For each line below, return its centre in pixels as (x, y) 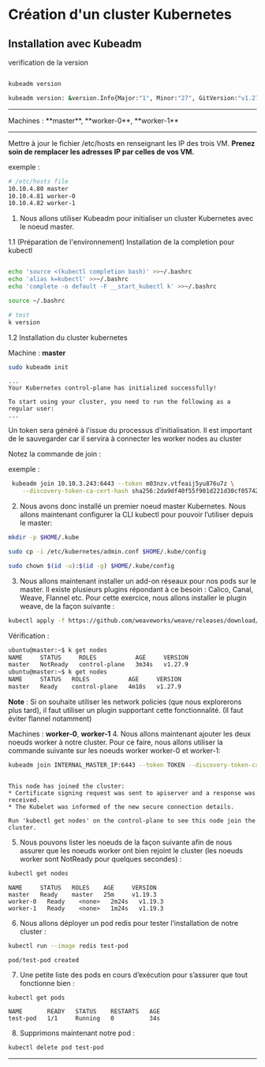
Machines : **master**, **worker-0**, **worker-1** (93, 121)
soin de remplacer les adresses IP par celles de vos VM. (101, 151)
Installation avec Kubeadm (75, 44)
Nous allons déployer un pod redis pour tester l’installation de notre (129, 923)
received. (24, 800)
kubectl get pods (37, 998)
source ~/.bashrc (37, 300)
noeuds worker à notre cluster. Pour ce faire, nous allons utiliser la (116, 742)
